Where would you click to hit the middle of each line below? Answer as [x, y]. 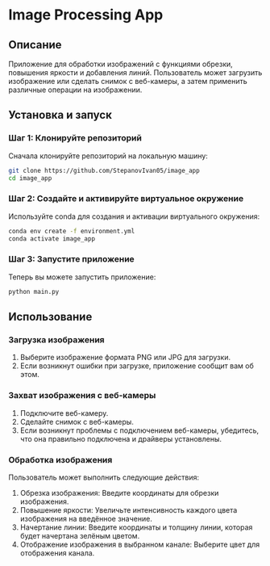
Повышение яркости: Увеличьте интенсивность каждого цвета [129, 509]
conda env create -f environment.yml [72, 231]
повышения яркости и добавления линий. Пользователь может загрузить [135, 73]
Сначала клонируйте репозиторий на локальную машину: [108, 156]
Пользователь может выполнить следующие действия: [104, 477]
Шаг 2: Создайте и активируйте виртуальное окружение [126, 199]
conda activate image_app [52, 239]
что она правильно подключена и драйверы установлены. [121, 438]
